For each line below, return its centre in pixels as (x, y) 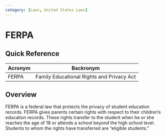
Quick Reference (32, 54)
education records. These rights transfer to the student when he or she (80, 118)
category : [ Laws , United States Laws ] (46, 10)
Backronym (86, 68)
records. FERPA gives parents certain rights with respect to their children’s (83, 112)
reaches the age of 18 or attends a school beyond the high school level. (80, 123)
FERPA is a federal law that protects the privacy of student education (77, 107)
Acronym (19, 68)
